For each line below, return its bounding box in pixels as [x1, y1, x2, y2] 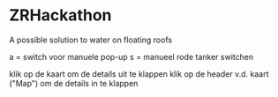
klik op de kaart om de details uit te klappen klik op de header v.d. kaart [9, 68, 269, 79]
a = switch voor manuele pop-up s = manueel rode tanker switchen [9, 51, 254, 62]
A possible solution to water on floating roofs [9, 34, 173, 45]
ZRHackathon [9, 5, 112, 26]
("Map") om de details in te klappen [9, 78, 139, 88]
